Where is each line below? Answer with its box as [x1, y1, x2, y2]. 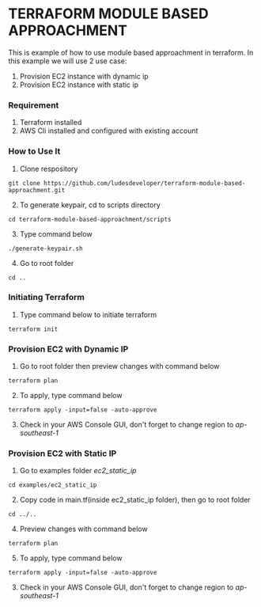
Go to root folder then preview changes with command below [19, 362, 220, 371]
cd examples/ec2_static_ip [8, 481, 97, 489]
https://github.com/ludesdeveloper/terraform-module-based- [43, 179, 246, 187]
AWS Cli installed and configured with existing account [19, 126, 199, 135]
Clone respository [19, 164, 78, 173]
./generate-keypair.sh [8, 245, 83, 252]
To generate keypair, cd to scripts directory [19, 199, 161, 210]
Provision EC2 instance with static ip [19, 80, 138, 89]
